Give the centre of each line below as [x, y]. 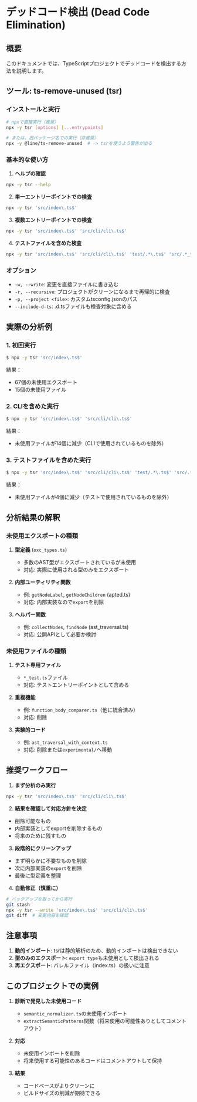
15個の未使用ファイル [40, 389]
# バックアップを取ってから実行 [39, 899]
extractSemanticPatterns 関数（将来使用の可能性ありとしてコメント [105, 1021]
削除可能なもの [33, 821]
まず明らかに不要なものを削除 [50, 861]
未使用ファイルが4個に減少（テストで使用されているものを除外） [93, 497]
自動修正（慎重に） [38, 888]
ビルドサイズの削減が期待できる [62, 1093]
